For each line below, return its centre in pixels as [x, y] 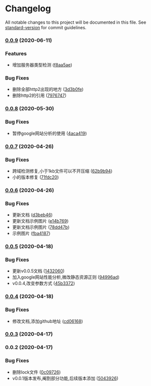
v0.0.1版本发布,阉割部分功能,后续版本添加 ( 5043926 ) [65, 378]
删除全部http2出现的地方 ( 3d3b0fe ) [48, 89]
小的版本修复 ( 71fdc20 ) [35, 177]
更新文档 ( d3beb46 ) [32, 215]
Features [16, 53]
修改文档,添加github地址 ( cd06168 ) [47, 321]
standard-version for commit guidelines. [46, 27]
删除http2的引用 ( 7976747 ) [39, 96]
